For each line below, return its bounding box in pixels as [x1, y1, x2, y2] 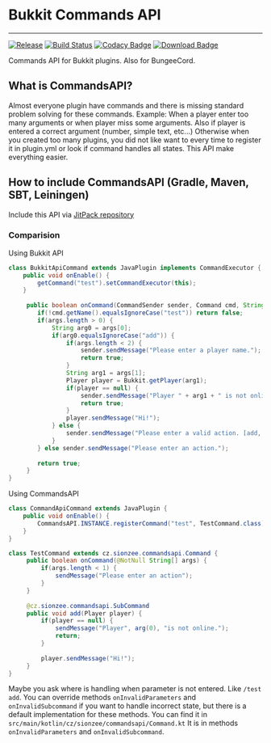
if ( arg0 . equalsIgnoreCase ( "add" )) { [51, 331, 175, 340]
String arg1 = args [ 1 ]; [65, 369, 147, 378]
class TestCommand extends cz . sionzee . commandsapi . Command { [8, 549, 219, 557]
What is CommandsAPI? [8, 79, 133, 93]
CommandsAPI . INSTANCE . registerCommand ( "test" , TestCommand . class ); [37, 519, 269, 527]
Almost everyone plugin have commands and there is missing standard [8, 100, 244, 110]
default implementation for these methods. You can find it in [8, 710, 208, 720]
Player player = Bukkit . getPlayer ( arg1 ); [65, 376, 207, 385]
